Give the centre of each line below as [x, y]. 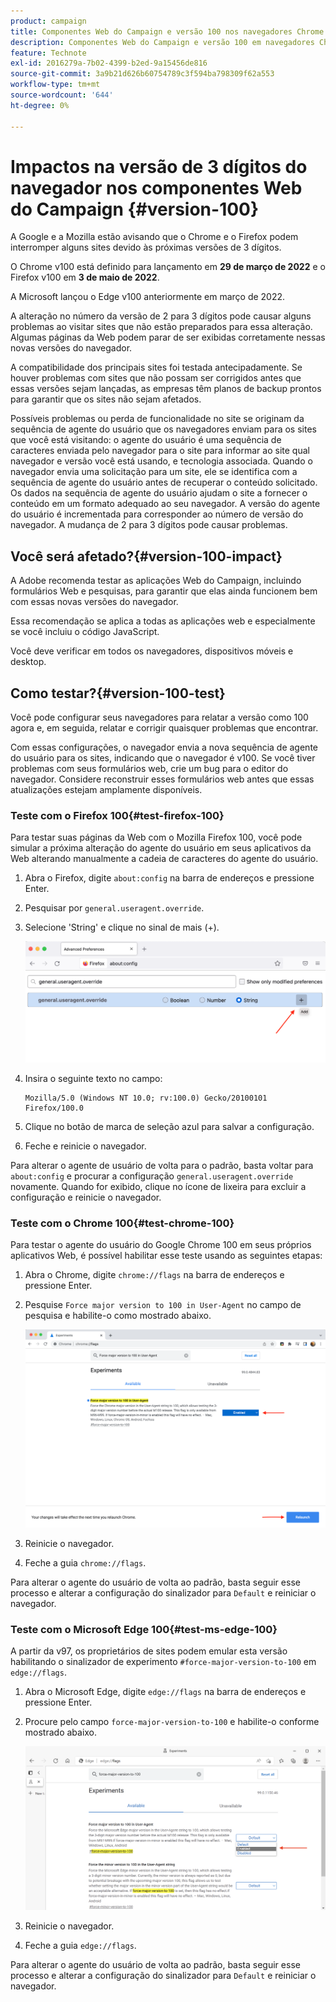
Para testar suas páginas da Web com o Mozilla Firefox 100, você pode [156, 837]
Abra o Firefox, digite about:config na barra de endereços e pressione [169, 878]
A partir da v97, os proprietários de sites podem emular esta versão [149, 1651]
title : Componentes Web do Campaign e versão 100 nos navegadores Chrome [167, 31]
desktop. [28, 662]
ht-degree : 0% [40, 105]
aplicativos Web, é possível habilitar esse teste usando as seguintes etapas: [166, 1256]
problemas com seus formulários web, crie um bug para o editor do [149, 769]
